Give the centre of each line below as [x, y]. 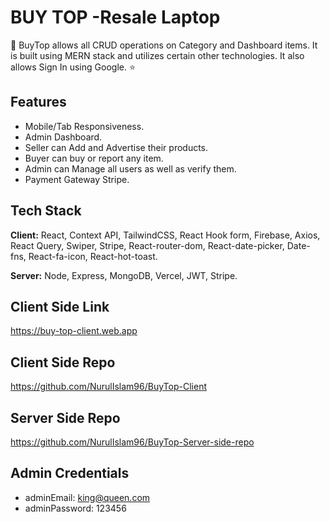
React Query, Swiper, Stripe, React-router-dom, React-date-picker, [147, 245]
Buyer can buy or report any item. [94, 158]
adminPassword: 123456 [75, 508]
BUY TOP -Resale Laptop [115, 17]
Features [38, 102]
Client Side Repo [63, 362]
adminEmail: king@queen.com [87, 497]
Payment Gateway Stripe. [77, 179]
